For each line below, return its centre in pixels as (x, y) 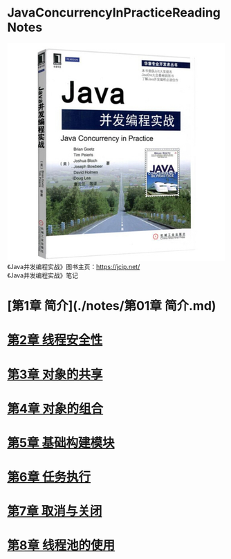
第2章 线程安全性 (55, 340)
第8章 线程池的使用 (61, 546)
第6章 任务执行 (49, 477)
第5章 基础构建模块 (61, 442)
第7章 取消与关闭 (55, 512)
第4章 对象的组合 (55, 409)
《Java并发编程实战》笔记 (43, 275)
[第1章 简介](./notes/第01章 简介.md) (112, 306)
